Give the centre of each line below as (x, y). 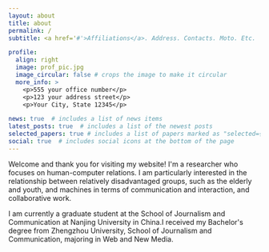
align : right (37, 60)
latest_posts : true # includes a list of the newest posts (111, 126)
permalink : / (30, 30)
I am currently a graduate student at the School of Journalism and (117, 214)
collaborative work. (40, 198)
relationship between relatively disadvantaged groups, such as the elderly (130, 181)
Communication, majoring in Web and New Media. (91, 239)
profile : (23, 53)
